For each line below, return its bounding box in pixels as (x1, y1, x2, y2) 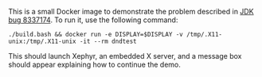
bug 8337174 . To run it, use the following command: (8, 15, 178, 25)
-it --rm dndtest (79, 37, 137, 45)
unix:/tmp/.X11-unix (8, 37, 77, 45)
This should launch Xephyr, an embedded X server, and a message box (8, 52, 242, 60)
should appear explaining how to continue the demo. (8, 60, 182, 69)
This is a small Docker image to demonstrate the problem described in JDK (8, 7, 254, 16)
